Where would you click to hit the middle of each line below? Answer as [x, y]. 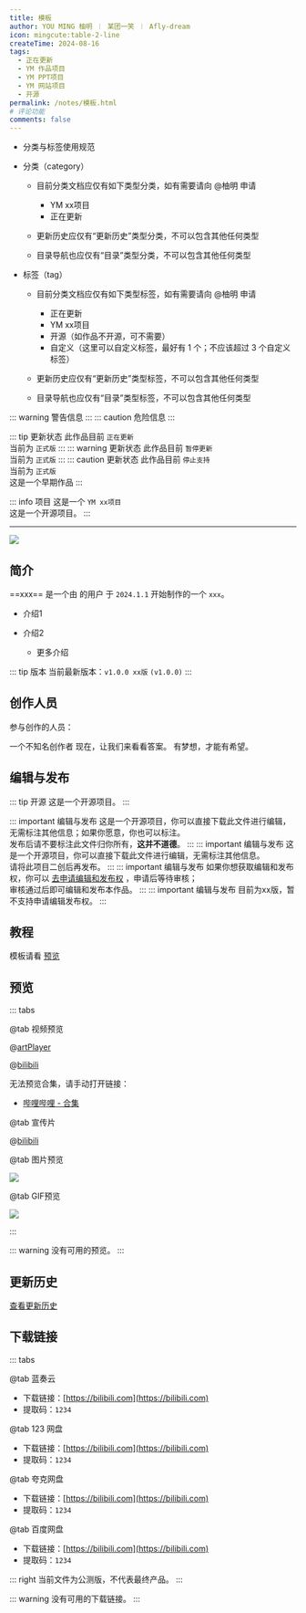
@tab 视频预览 [36, 1029]
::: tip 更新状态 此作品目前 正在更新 [71, 437]
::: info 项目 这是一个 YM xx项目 [66, 502]
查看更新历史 [33, 1305]
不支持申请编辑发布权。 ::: [58, 901]
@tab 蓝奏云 [33, 1378]
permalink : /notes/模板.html [63, 103]
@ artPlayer [31, 1047]
